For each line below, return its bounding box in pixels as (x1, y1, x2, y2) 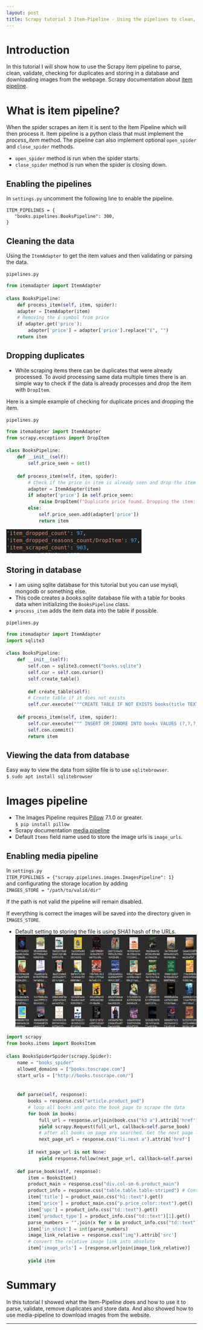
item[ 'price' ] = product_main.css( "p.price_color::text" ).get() (28, 1200, 193, 1206)
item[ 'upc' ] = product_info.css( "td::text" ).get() (28, 1206, 158, 1212)
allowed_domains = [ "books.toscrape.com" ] (17, 1066, 126, 1072)
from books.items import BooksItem (6, 1040, 96, 1047)
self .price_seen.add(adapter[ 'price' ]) (38, 512, 139, 518)
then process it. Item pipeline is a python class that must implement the (6, 130, 184, 138)
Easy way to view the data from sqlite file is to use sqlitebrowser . (6, 766, 169, 774)
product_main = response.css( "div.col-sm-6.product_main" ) (28, 1181, 180, 1188)
